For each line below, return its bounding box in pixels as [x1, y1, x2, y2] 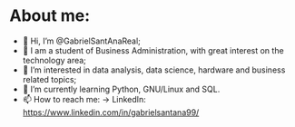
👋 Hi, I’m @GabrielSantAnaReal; [22, 35, 141, 46]
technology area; [22, 54, 86, 65]
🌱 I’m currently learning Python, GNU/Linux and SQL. [22, 83, 221, 94]
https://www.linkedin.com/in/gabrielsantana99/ [22, 106, 200, 118]
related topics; [22, 73, 77, 84]
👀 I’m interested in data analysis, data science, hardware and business [22, 64, 286, 75]
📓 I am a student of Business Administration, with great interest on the [22, 44, 284, 55]
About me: [9, 5, 91, 26]
